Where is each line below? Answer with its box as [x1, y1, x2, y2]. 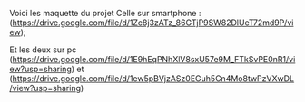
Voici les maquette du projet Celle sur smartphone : [9, 8, 202, 18]
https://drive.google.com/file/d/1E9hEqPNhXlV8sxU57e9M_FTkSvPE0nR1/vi [12, 54, 296, 64]
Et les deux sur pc [9, 44, 77, 55]
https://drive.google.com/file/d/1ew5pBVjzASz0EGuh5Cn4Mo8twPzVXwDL [12, 73, 295, 84]
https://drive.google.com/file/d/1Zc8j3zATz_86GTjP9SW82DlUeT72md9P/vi [12, 17, 294, 28]
